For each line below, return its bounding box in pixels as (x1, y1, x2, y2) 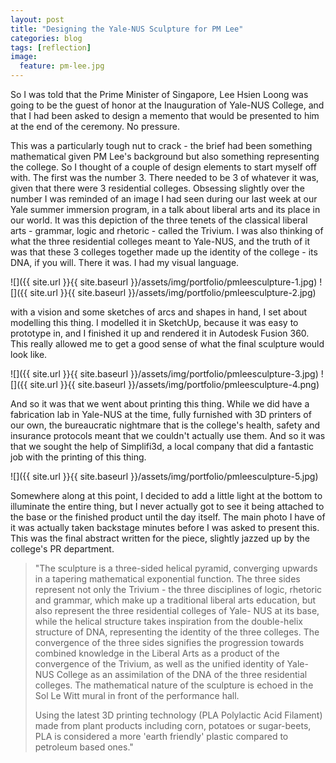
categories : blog (10, 33, 83, 43)
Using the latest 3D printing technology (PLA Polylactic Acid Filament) (34, 709, 323, 721)
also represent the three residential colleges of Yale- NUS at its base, (34, 605, 320, 616)
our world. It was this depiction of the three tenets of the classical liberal (10, 214, 308, 226)
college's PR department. (10, 543, 115, 555)
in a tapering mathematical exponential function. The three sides (34, 573, 301, 585)
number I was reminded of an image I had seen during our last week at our (10, 193, 318, 205)
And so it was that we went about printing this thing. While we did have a (10, 398, 310, 410)
